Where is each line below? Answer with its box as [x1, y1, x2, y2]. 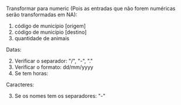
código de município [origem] [14, 23, 86, 29]
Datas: [6, 46, 22, 53]
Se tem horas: [14, 70, 48, 76]
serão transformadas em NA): [6, 11, 78, 18]
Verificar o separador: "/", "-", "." [14, 58, 93, 64]
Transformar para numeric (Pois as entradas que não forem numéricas [6, 5, 176, 12]
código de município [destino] [14, 29, 87, 36]
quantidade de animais [14, 35, 69, 41]
